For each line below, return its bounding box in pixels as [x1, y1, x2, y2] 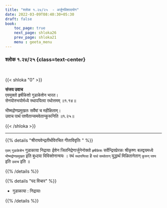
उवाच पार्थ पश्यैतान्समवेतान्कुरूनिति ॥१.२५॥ [5, 113, 75, 119]
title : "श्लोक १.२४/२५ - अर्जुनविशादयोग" [5, 7, 80, 12]
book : [5, 21, 16, 26]
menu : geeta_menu [14, 40, 52, 45]
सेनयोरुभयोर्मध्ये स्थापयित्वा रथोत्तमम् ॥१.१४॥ [5, 98, 76, 104]
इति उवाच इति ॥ [5, 158, 30, 164]
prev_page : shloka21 [14, 35, 57, 40]
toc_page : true [14, 26, 46, 31]
